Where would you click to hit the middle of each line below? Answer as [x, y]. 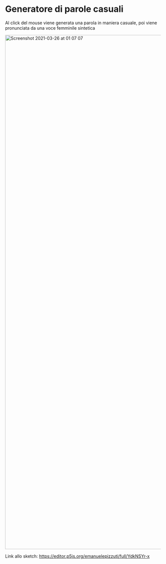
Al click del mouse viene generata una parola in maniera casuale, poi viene [81, 23]
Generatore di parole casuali [64, 9]
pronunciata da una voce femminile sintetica [50, 28]
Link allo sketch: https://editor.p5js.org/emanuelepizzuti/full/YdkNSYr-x [77, 556]
